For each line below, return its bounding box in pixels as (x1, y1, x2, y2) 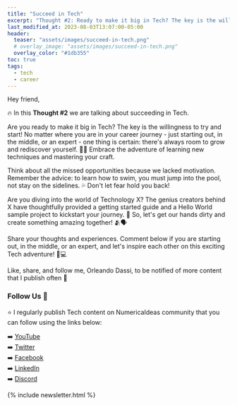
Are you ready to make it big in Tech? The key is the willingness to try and (7, 123, 222, 131)
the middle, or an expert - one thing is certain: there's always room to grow (7, 138, 226, 147)
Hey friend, (7, 95, 40, 104)
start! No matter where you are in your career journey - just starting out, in (7, 130, 223, 139)
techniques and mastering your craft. (7, 153, 115, 161)
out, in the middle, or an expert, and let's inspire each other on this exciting (7, 242, 226, 251)
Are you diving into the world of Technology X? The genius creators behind (7, 195, 226, 204)
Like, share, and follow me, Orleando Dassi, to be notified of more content (7, 266, 222, 275)
